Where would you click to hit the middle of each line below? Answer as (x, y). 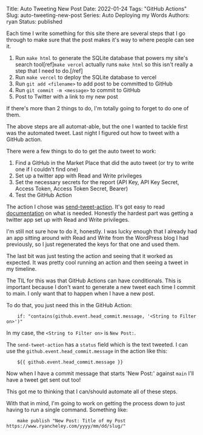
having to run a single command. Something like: (67, 410)
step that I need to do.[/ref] (49, 71)
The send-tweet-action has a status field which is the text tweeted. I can (97, 344)
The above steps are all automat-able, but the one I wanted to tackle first (97, 126)
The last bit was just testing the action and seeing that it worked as (90, 256)
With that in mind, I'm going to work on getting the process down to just (96, 403)
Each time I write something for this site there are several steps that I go (96, 33)
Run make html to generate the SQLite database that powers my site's (101, 58)
